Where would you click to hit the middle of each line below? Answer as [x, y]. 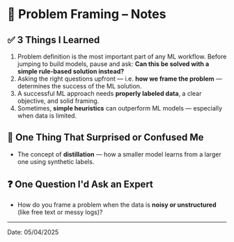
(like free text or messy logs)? [60, 212]
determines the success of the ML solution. [79, 86]
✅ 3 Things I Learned [54, 40]
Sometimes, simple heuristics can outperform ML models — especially [120, 108]
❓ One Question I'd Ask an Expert [80, 185]
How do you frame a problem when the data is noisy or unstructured [117, 204]
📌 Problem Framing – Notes [87, 14]
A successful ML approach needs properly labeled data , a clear [109, 94]
